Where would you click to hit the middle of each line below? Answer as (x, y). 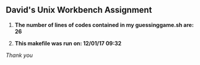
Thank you (19, 55)
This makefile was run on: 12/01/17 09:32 (68, 43)
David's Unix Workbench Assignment (79, 10)
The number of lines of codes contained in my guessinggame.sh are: (104, 25)
